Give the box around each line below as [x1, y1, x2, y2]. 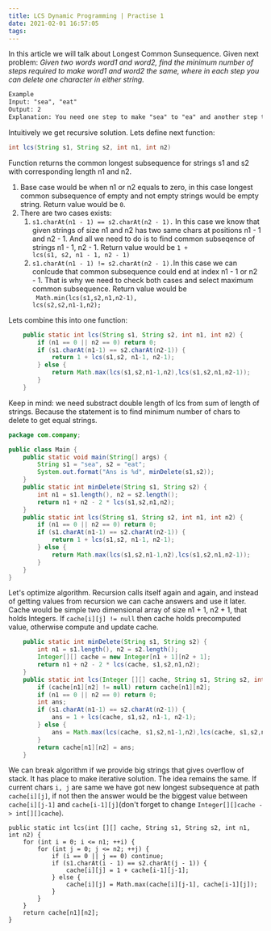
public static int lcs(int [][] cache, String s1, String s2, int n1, [8, 824, 251, 832]
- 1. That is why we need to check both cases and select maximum [31, 275, 254, 285]
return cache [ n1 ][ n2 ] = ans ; [37, 743, 135, 751]
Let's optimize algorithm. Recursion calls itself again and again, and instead [8, 588, 259, 598]
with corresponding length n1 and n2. [8, 167, 132, 176]
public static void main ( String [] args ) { [23, 453, 168, 461]
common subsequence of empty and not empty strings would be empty [19, 191, 260, 201]
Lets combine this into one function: [8, 315, 128, 324]
